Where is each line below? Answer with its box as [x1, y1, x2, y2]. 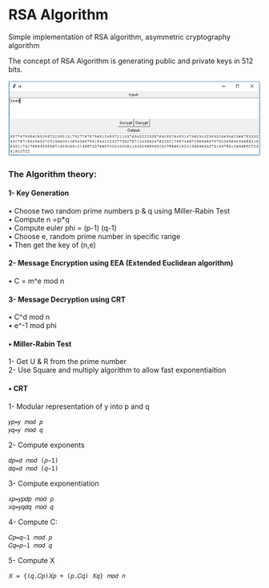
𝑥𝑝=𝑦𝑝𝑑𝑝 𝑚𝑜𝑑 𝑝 [8, 494, 54, 503]
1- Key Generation [8, 188, 70, 198]
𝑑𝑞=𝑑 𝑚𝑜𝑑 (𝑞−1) [8, 464, 59, 473]
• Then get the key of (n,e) [8, 240, 96, 250]
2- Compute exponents [8, 440, 86, 450]
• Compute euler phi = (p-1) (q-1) [8, 222, 118, 233]
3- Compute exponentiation [8, 478, 99, 488]
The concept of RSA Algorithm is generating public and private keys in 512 [8, 56, 254, 66]
